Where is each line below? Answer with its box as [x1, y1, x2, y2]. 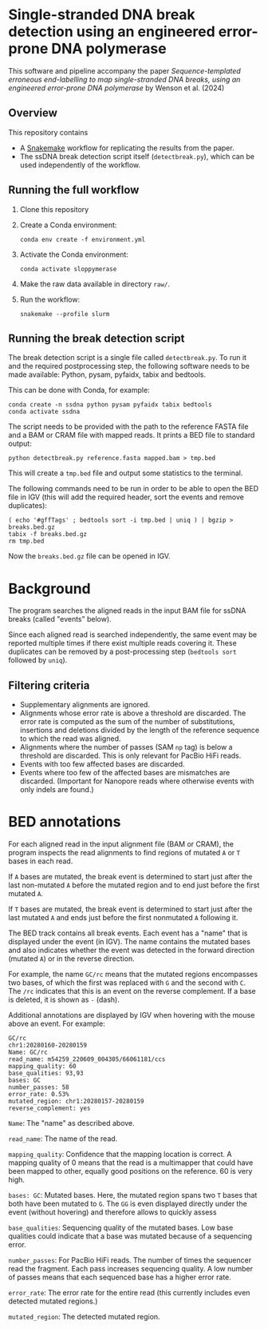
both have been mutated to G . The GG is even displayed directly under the [8, 1199, 247, 1209]
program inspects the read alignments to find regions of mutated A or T [8, 848, 241, 858]
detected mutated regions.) [8, 1296, 98, 1306]
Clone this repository [19, 204, 89, 214]
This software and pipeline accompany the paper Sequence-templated [8, 66, 241, 75]
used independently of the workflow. [19, 160, 141, 170]
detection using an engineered [8, 22, 215, 41]
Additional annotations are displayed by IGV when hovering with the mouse [8, 1011, 255, 1020]
